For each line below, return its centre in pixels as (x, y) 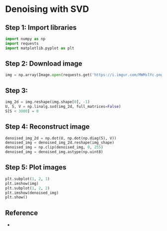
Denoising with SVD (47, 9)
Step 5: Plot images (36, 167)
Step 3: (17, 90)
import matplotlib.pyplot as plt (40, 48)
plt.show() (16, 197)
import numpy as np (25, 39)
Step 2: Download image (44, 64)
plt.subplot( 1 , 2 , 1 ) (28, 179)
